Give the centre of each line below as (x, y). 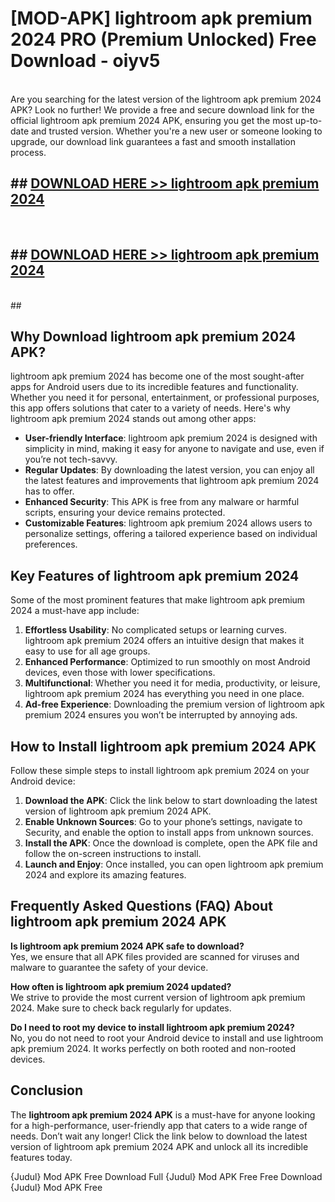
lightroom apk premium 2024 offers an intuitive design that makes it (164, 641)
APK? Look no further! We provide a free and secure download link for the (162, 109)
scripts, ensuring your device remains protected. (125, 513)
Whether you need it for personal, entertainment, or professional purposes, (165, 398)
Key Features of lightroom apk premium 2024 (155, 575)
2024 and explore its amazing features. (105, 875)
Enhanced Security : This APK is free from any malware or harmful (162, 502)
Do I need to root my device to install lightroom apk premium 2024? (152, 1027)
